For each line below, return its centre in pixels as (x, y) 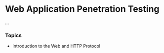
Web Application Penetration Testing (82, 9)
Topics (14, 35)
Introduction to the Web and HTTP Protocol (56, 46)
